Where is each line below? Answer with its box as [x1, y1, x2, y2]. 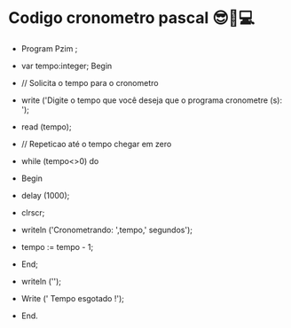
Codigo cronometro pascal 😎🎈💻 [8, 8, 255, 28]
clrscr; [20, 207, 45, 218]
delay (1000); [20, 190, 70, 200]
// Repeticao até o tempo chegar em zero [20, 138, 172, 149]
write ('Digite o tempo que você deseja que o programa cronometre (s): [20, 95, 283, 105]
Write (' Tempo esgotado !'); [20, 293, 125, 303]
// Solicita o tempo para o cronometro [20, 77, 159, 88]
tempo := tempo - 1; [20, 241, 94, 252]
